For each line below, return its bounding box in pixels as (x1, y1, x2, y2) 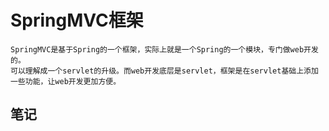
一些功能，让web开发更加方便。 (10, 76, 122, 86)
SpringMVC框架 (10, 9, 144, 32)
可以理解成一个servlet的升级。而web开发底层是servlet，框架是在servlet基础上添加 (10, 66, 319, 76)
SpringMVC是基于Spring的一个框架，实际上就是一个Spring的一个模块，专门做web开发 (10, 44, 319, 55)
